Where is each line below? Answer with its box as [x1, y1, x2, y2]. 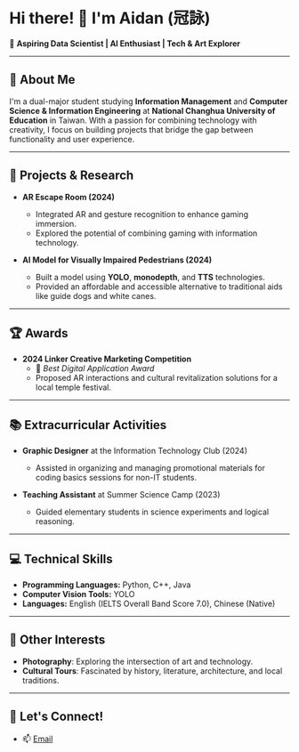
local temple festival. [35, 382, 112, 392]
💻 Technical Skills [9, 551, 113, 566]
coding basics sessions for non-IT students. [35, 473, 198, 483]
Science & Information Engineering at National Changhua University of [9, 105, 276, 116]
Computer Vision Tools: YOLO [21, 589, 135, 599]
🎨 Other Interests [9, 633, 106, 648]
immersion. [35, 218, 77, 229]
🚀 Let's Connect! [9, 709, 104, 724]
